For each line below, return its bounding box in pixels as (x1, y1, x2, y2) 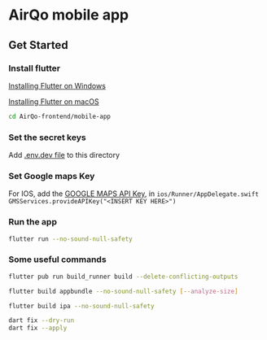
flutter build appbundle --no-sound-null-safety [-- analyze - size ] (8, 287, 239, 295)
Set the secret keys (8, 132, 87, 143)
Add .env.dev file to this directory (8, 150, 120, 160)
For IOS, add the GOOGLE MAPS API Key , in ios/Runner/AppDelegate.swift (8, 189, 259, 198)
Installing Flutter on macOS (8, 96, 99, 107)
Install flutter (8, 63, 61, 74)
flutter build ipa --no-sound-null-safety (8, 302, 155, 310)
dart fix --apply (8, 324, 68, 333)
